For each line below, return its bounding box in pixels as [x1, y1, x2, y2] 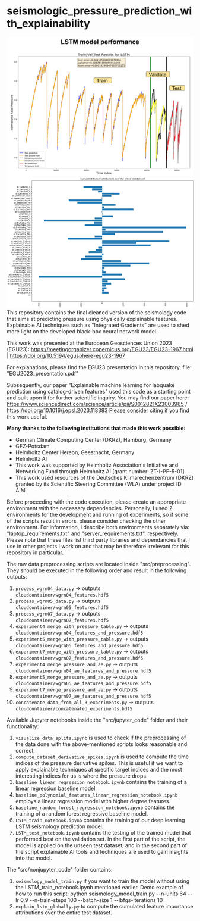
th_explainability [7, 17, 91, 30]
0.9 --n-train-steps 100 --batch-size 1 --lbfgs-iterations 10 [20, 897, 163, 904]
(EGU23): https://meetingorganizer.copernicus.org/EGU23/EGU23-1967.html [7, 346, 193, 353]
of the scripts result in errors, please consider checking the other [7, 517, 166, 524]
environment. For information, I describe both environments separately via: [7, 524, 189, 531]
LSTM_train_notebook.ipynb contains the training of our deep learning [15, 817, 185, 824]
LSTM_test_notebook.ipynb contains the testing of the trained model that [15, 829, 191, 836]
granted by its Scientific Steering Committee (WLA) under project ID [15, 480, 182, 488]
